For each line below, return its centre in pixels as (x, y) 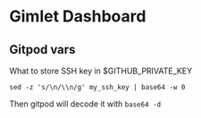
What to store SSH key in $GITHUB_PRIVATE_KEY (101, 71)
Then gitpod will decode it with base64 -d (85, 104)
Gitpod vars (42, 50)
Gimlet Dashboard (78, 17)
